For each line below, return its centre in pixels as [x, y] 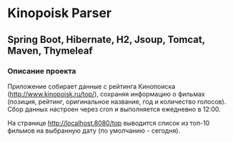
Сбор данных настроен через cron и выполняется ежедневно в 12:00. [114, 109]
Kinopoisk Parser [60, 13]
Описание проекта [42, 71]
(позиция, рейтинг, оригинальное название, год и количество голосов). [117, 101]
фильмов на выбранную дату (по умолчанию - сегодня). [94, 131]
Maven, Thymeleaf [50, 50]
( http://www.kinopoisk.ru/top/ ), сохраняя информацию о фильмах [106, 93]
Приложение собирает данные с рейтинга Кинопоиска [91, 86]
